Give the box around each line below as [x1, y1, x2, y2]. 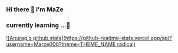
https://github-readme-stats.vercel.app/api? [65, 35, 172, 42]
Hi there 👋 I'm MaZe [6, 5, 64, 14]
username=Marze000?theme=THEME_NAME [6, 41, 116, 48]
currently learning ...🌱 [6, 21, 71, 29]
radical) [117, 41, 136, 48]
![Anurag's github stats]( [6, 35, 66, 42]
